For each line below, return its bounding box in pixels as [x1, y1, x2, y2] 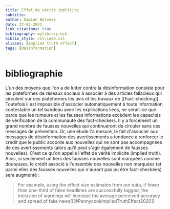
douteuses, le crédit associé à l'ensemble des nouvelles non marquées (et [5, 161, 162, 167]
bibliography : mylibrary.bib [5, 31, 68, 36]
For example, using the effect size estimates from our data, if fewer [17, 181, 160, 187]
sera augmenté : [5, 172, 40, 178]
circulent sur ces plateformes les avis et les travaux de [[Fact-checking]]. [5, 95, 160, 101]
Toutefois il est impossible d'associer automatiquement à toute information [5, 101, 163, 107]
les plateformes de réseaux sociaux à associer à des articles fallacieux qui [5, 90, 162, 96]
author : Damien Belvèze [5, 17, 56, 22]
